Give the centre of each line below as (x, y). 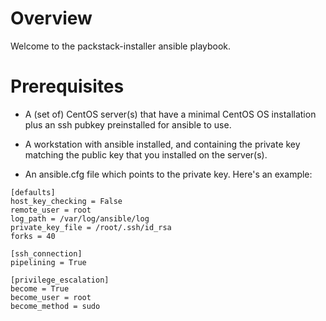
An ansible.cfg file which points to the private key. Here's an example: (168, 174)
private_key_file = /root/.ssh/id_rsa (91, 227)
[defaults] (33, 192)
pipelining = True (48, 262)
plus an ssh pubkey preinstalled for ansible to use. (128, 124)
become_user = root (51, 297)
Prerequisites (67, 86)
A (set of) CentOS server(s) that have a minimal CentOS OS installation (170, 114)
